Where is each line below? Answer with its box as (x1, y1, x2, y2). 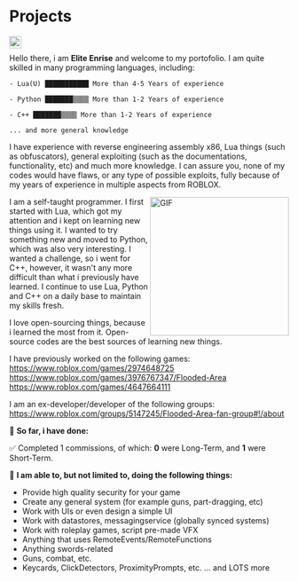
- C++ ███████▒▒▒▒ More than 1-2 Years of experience (9, 110, 213, 119)
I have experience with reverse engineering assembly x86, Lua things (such (9, 141, 286, 152)
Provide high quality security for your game (21, 486, 181, 498)
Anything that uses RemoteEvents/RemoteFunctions (21, 534, 213, 545)
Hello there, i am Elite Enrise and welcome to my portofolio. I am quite (9, 52, 264, 63)
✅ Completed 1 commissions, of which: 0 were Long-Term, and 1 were (9, 442, 266, 453)
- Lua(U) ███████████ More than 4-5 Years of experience (9, 79, 224, 88)
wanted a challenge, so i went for (9, 253, 131, 263)
